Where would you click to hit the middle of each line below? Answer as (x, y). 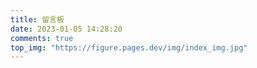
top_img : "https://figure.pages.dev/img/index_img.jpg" (129, 47)
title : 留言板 (37, 19)
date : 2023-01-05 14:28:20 (66, 29)
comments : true (42, 38)
